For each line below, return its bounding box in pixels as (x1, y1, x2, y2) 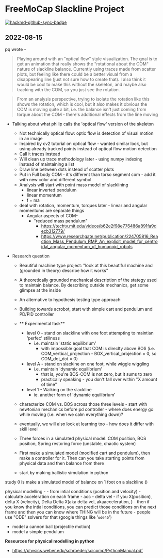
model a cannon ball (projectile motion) (12, 524, 91, 529)
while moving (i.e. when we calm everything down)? (19, 411, 124, 417)
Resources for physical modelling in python (5, 538, 95, 544)
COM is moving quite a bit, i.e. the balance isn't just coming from (16, 106, 147, 112)
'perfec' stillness (26, 335, 60, 341)
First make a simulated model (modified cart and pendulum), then (19, 450, 150, 456)
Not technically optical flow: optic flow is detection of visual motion (19, 130, 154, 136)
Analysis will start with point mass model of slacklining (19, 182, 129, 188)
